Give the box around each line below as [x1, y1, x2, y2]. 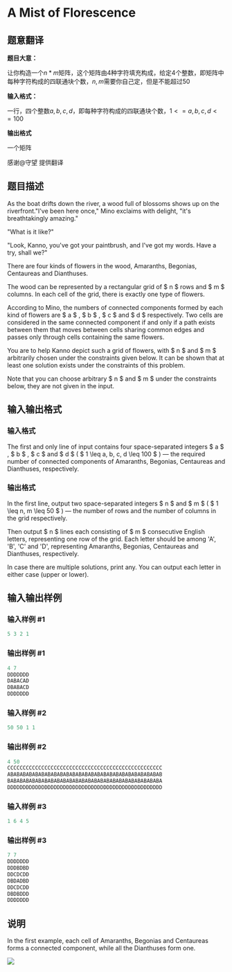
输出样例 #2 [7, 742, 47, 752]
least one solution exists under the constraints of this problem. [7, 361, 186, 369]
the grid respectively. [7, 514, 68, 522]
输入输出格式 [7, 403, 62, 415]
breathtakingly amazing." [7, 214, 78, 223]
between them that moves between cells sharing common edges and [7, 325, 204, 333]
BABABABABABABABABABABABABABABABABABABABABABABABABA [7, 778, 163, 785]
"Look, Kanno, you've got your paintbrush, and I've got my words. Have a [7, 241, 217, 249]
